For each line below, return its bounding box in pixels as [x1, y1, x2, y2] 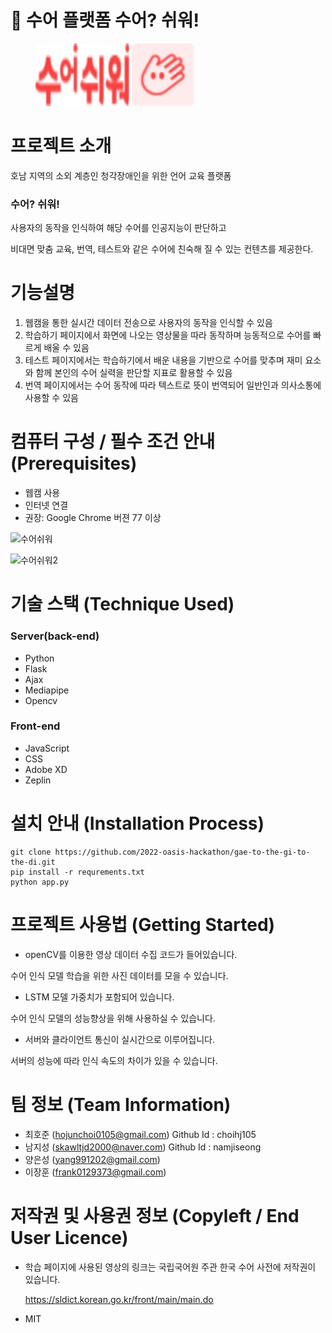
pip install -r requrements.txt [10, 867, 145, 877]
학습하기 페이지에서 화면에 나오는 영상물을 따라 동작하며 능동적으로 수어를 [24, 329, 312, 341]
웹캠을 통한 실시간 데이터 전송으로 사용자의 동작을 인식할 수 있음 [24, 317, 273, 329]
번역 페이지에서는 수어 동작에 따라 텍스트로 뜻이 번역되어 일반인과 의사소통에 [24, 379, 322, 391]
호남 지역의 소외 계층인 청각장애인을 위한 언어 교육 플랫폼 [10, 169, 232, 181]
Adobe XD [24, 763, 68, 775]
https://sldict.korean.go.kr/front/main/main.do [24, 1293, 214, 1305]
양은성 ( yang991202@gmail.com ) [24, 1153, 161, 1165]
